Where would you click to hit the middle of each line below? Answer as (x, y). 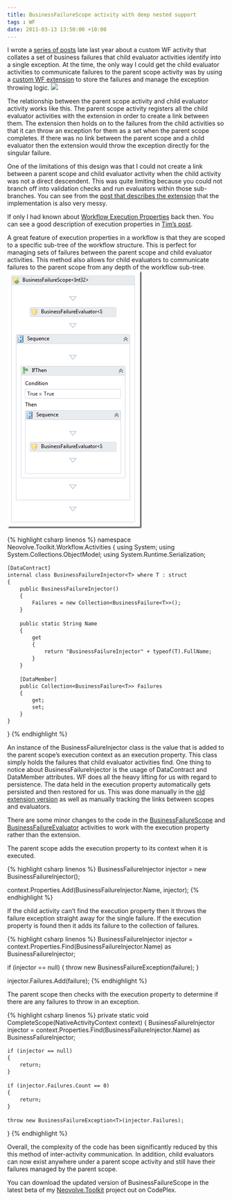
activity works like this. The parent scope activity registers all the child (107, 108)
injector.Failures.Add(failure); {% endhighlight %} (77, 981)
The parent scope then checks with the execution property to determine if (113, 994)
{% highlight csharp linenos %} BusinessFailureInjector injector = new (107, 869)
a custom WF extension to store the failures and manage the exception (108, 79)
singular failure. (29, 153)
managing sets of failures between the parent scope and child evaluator (110, 252)
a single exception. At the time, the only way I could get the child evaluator (113, 65)
